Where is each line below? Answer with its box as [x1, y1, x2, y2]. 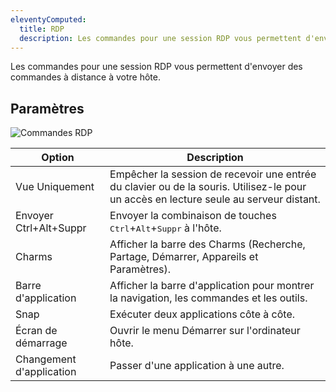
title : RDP [19, 24, 65, 34]
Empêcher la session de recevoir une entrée [109, 167, 317, 181]
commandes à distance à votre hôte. [10, 71, 161, 83]
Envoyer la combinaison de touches [109, 209, 277, 223]
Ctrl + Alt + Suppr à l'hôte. [109, 221, 222, 235]
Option [41, 151, 75, 165]
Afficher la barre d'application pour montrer [109, 279, 315, 293]
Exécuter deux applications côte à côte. [109, 307, 296, 321]
